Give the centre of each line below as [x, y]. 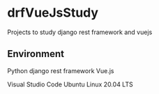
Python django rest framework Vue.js [61, 70]
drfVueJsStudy [53, 13]
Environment [36, 54]
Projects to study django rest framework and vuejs [80, 32]
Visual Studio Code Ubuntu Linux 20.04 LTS [70, 84]
